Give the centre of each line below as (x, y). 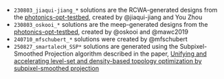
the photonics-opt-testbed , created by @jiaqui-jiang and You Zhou (108, 17)
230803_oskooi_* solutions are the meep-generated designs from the (111, 24)
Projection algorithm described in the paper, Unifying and (126, 54)
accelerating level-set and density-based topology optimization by (108, 61)
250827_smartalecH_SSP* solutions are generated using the (96, 46)
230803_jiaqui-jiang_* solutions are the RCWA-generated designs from (115, 10)
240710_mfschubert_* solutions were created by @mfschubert (100, 39)
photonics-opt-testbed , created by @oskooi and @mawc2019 (101, 32)
